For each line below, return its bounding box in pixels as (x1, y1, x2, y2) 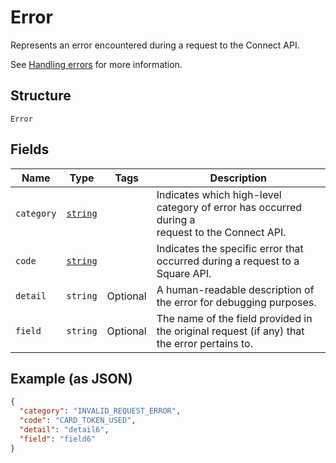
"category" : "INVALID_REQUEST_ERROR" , (19, 406, 182, 416)
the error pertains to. (156, 336, 253, 350)
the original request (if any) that (156, 324, 305, 338)
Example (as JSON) (10, 370, 133, 387)
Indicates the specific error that (156, 241, 304, 255)
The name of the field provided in (156, 311, 313, 325)
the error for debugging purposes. (156, 295, 317, 309)
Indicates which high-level (156, 187, 282, 201)
